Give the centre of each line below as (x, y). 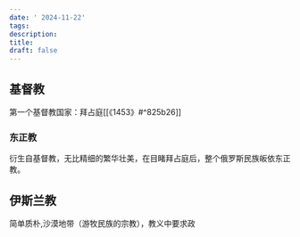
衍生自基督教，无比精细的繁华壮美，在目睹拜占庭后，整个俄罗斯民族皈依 (142, 159)
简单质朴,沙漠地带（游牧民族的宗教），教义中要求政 (103, 224)
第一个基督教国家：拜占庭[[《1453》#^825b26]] (95, 111)
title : (21, 42)
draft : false (33, 51)
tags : (19, 26)
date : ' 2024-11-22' (48, 17)
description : (33, 34)
